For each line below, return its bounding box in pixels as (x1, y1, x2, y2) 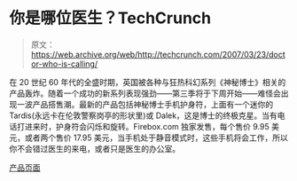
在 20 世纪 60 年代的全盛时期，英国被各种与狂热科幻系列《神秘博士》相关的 (9, 76, 286, 87)
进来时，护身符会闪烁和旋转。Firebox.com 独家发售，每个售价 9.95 (24, 121, 270, 131)
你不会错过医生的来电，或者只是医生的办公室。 (9, 143, 180, 153)
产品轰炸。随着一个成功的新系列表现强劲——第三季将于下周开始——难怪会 (9, 88, 281, 98)
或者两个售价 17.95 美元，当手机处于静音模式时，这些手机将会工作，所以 (24, 132, 288, 143)
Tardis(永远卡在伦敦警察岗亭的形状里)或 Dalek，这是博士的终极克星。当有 (9, 110, 277, 121)
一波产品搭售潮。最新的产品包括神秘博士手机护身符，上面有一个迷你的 (16, 98, 273, 109)
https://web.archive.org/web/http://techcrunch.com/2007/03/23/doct (30, 49, 285, 59)
